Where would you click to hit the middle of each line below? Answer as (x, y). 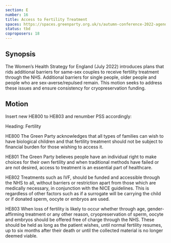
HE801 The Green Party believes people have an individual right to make (81, 157)
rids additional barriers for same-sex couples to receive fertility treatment (82, 72)
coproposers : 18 (22, 34)
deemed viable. (22, 236)
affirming (15, 214)
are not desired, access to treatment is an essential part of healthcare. (79, 167)
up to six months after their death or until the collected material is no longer (84, 230)
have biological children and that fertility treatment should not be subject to (84, 141)
